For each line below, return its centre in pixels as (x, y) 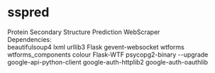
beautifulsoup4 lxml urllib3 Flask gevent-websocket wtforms (96, 47)
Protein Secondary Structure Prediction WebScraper (84, 32)
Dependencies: (29, 39)
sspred (28, 12)
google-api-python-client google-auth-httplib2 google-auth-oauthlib (107, 62)
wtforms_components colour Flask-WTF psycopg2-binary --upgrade (108, 55)
